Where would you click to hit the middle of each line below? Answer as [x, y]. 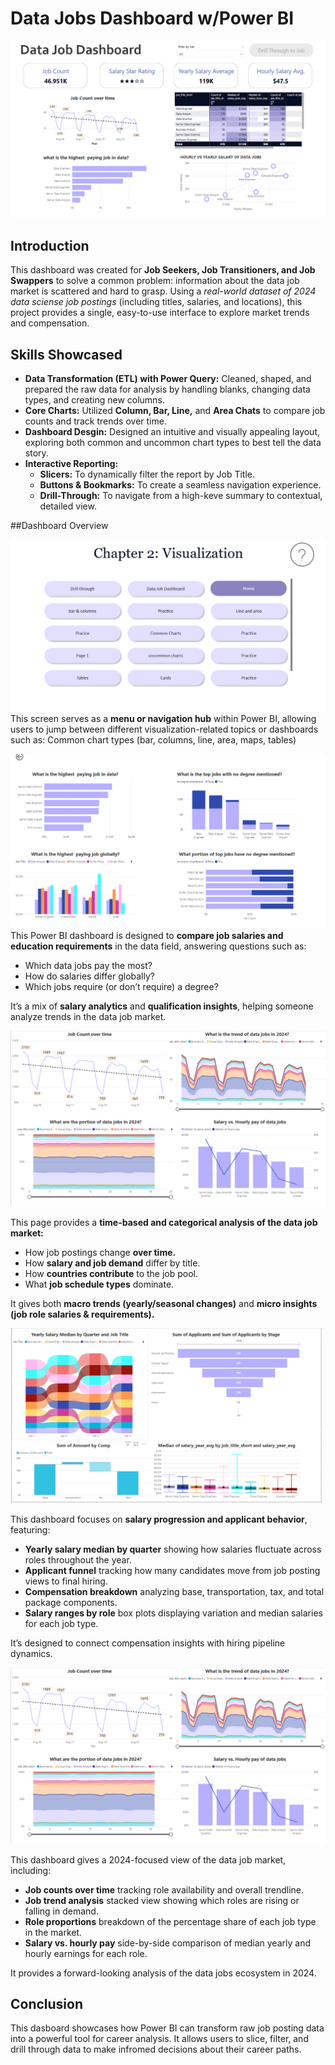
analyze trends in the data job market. [88, 1016]
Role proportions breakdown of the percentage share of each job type [170, 1921]
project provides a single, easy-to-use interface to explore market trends [160, 313]
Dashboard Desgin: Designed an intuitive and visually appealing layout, [172, 432]
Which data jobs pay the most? [88, 965]
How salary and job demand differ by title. [112, 1263]
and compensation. [50, 323]
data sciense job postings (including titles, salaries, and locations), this [156, 302]
